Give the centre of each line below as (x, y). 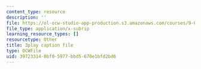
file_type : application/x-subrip (48, 28)
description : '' (26, 17)
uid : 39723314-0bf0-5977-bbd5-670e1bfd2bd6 (61, 56)
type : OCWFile (24, 51)
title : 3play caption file (40, 46)
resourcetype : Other (32, 40)
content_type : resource (36, 12)
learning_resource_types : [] (42, 34)
